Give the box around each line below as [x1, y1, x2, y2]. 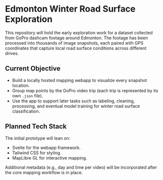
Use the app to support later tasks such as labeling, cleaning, [12, 98, 135, 104]
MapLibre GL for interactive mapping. [12, 155, 88, 161]
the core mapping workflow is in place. [5, 169, 83, 175]
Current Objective [5, 65, 61, 73]
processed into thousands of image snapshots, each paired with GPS [5, 40, 144, 46]
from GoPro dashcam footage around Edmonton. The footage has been [5, 35, 148, 41]
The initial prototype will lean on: [5, 135, 71, 141]
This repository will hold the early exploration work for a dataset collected [5, 30, 153, 35]
